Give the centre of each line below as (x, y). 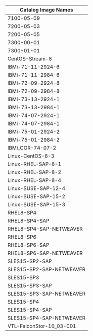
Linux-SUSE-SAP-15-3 (37, 205)
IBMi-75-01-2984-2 (34, 140)
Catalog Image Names (46, 10)
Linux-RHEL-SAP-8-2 (35, 172)
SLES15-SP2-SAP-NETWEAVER (46, 269)
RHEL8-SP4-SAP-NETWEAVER (45, 229)
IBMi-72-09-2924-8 (34, 83)
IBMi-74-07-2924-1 (34, 115)
